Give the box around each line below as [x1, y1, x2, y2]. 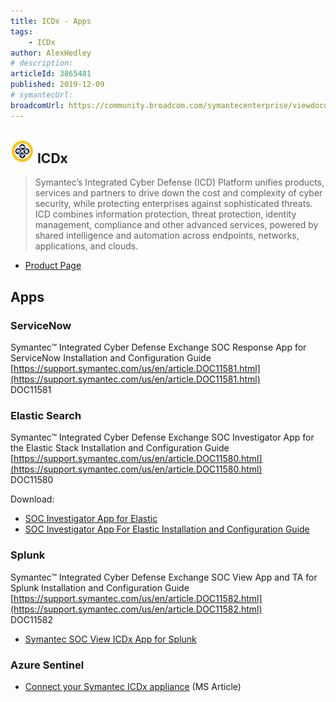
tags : [10, 26, 33, 37]
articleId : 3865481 [10, 69, 92, 79]
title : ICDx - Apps [10, 16, 92, 26]
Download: [10, 493, 55, 505]
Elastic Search [10, 409, 82, 423]
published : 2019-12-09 [10, 80, 105, 90]
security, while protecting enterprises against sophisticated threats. [34, 198, 313, 210]
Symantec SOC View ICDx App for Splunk [24, 633, 197, 645]
